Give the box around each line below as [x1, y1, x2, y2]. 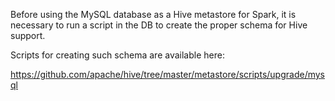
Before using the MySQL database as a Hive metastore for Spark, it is [10, 9, 297, 20]
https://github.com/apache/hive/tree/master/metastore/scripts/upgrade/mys [10, 69, 325, 80]
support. [10, 30, 46, 41]
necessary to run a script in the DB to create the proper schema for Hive [10, 19, 308, 31]
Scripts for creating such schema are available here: [10, 49, 225, 61]
